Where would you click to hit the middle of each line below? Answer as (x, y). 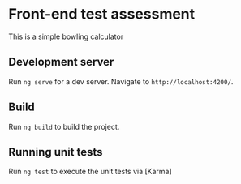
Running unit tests (56, 152)
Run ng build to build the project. (64, 126)
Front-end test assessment (102, 14)
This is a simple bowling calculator (66, 36)
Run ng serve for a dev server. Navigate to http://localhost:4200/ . (121, 81)
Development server (61, 62)
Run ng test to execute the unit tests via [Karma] (90, 172)
